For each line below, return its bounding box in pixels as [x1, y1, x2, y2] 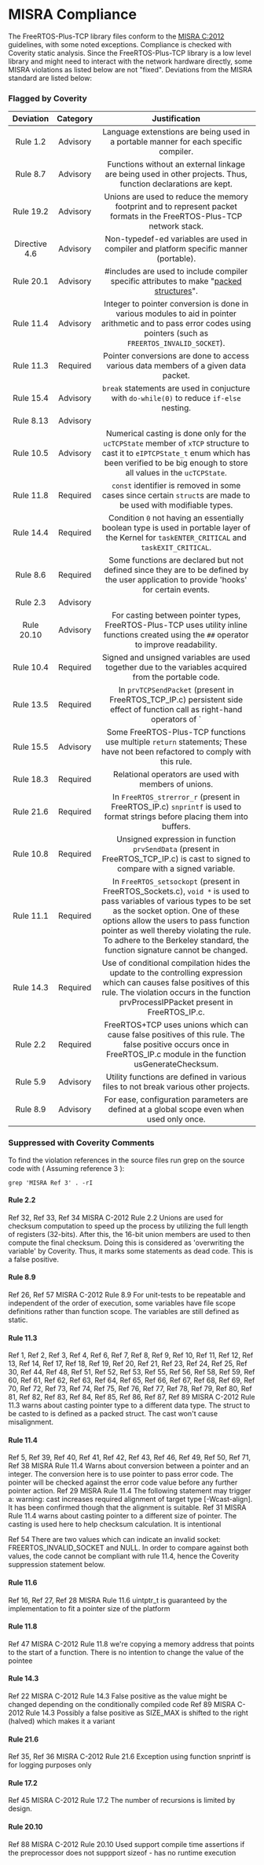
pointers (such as [144, 328, 209, 339]
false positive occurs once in [123, 1039, 229, 1050]
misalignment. [8, 1417, 53, 1427]
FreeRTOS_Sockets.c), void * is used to [102, 886, 250, 897]
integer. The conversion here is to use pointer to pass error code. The [8, 1470, 233, 1479]
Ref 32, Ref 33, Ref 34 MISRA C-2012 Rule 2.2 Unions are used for [8, 1213, 224, 1222]
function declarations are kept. [119, 178, 233, 189]
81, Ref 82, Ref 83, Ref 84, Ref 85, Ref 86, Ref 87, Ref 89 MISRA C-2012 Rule [8, 1393, 255, 1402]
